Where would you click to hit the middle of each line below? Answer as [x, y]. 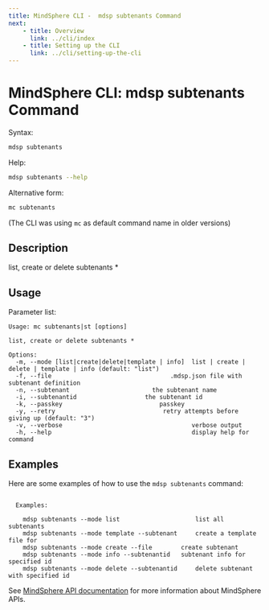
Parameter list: [32, 312]
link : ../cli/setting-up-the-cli [86, 53]
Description [38, 247]
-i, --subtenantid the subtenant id [109, 398]
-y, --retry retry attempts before [127, 411]
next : [17, 23]
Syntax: [21, 132]
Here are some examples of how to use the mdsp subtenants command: [126, 483]
